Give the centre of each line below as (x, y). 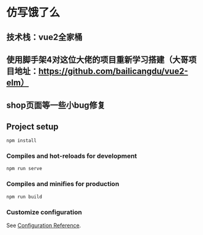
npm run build (24, 196)
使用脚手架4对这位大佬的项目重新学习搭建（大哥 (98, 60)
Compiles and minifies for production (63, 184)
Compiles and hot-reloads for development (72, 156)
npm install (21, 141)
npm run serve (24, 169)
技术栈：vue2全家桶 (44, 37)
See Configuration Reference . (44, 226)
